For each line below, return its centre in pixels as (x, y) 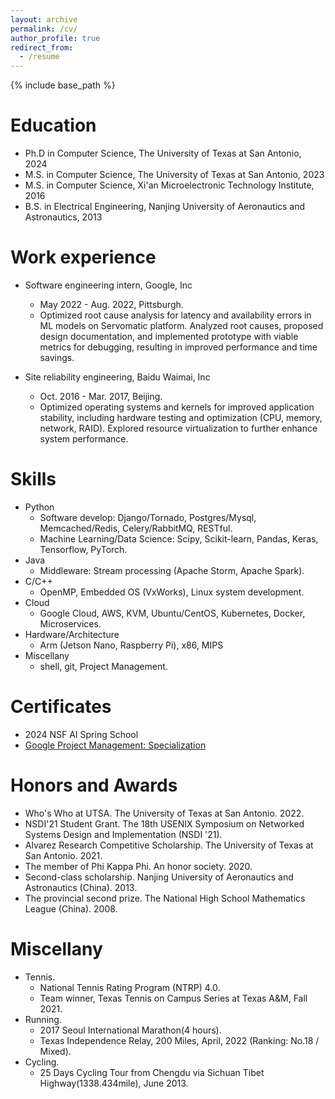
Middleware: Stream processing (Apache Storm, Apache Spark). (172, 570)
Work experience (83, 257)
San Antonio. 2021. (63, 855)
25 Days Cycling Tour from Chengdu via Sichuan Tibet (152, 1072)
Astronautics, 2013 (63, 217)
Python (39, 507)
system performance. (84, 439)
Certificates (61, 707)
